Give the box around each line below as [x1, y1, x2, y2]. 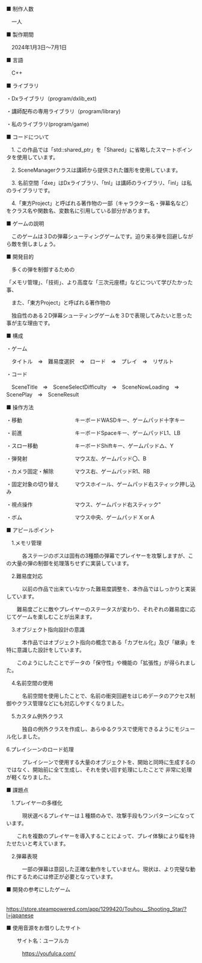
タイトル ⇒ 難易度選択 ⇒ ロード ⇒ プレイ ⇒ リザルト [11, 358, 174, 365]
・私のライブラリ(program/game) [6, 121, 90, 128]
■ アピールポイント [6, 527, 55, 533]
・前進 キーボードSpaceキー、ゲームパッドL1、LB [6, 430, 181, 436]
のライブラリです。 [6, 187, 54, 194]
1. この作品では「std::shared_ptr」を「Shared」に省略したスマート [11, 146, 177, 153]
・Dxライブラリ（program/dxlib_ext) [6, 95, 97, 102]
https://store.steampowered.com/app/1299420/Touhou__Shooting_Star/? [6, 906, 187, 912]
